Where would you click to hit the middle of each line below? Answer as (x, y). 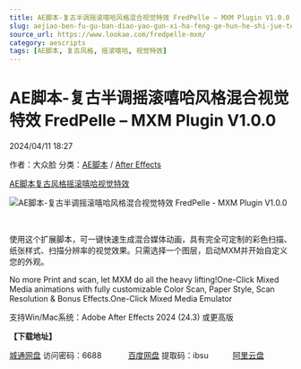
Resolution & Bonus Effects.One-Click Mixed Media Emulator (121, 299)
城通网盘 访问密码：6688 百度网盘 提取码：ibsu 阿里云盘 (137, 356)
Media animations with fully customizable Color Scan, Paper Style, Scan (142, 289)
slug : (19, 26)
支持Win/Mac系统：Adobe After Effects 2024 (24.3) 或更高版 (122, 317)
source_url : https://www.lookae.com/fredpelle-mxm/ (107, 34)
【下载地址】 (33, 337)
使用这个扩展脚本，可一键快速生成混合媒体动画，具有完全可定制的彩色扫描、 (150, 240)
